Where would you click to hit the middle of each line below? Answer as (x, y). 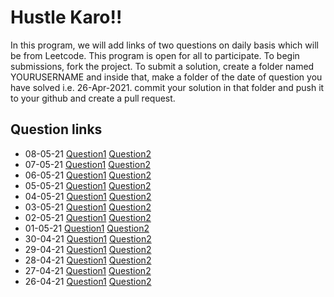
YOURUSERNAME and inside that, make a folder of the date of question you (166, 77)
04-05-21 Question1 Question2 (88, 196)
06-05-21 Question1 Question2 (88, 175)
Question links (56, 129)
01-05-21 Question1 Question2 (87, 228)
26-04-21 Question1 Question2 (88, 281)
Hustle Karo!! (66, 17)
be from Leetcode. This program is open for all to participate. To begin (155, 55)
